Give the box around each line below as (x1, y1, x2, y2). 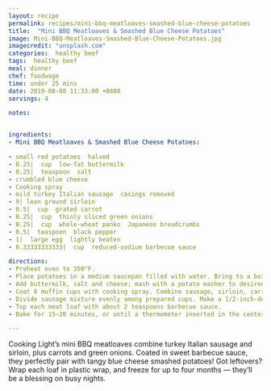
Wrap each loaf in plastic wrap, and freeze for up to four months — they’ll (8, 365, 252, 375)
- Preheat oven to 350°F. (8, 265, 95, 273)
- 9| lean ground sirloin (8, 198, 95, 206)
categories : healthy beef (8, 49, 99, 57)
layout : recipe (8, 11, 60, 20)
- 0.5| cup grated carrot (8, 205, 103, 214)
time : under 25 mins (8, 79, 78, 87)
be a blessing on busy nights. (8, 373, 106, 384)
